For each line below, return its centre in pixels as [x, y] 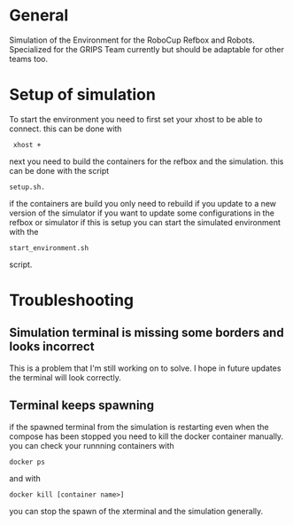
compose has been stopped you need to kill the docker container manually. [146, 436]
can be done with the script [59, 170]
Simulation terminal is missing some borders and [147, 333]
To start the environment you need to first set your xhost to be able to [136, 119]
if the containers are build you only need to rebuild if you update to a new [143, 203]
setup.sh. [27, 187]
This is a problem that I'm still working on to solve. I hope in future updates [145, 368]
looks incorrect [52, 347]
